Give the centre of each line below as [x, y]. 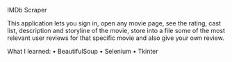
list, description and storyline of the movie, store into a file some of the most [116, 31]
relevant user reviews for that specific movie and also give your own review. [116, 38]
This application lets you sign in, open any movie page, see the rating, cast [114, 23]
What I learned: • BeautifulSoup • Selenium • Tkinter [83, 51]
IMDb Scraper [27, 10]
